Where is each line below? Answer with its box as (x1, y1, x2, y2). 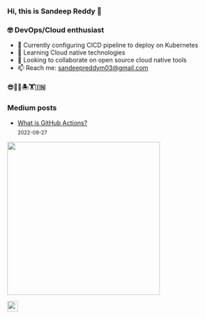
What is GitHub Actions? (17, 119, 88, 127)
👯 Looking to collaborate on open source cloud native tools (17, 56, 187, 64)
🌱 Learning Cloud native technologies (17, 48, 126, 57)
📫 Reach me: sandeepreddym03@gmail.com (17, 64, 149, 72)
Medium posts (7, 103, 57, 113)
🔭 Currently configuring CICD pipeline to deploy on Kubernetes (17, 41, 199, 50)
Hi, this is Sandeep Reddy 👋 (7, 6, 102, 16)
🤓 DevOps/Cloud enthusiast (7, 24, 105, 34)
